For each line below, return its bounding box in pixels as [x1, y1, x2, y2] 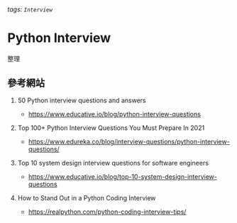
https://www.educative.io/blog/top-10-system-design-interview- [28, 173, 218, 181]
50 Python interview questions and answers [17, 96, 147, 105]
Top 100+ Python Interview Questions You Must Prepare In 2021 [17, 124, 205, 132]
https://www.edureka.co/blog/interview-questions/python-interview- [28, 138, 231, 146]
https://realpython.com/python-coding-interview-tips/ [28, 207, 187, 216]
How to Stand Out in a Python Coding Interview [17, 194, 156, 202]
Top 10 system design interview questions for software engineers [17, 159, 209, 168]
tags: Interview [7, 5, 53, 13]
